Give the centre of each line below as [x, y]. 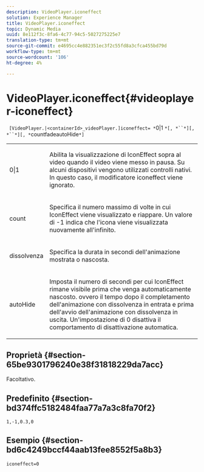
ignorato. [62, 185]
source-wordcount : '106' [38, 57]
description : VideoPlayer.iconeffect [54, 12]
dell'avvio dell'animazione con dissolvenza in [114, 312]
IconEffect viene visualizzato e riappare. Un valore [121, 215]
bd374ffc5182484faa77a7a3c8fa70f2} [81, 408]
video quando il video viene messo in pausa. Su [117, 162]
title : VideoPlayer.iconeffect [46, 23]
